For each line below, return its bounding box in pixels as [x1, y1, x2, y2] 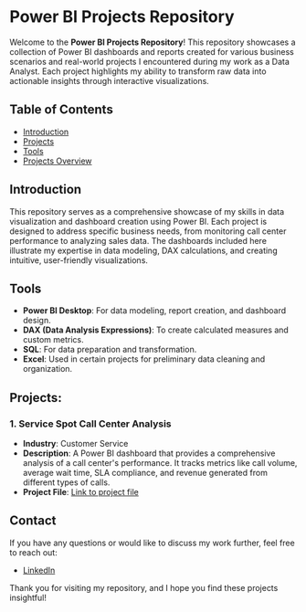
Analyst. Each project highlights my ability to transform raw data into [9, 66, 267, 77]
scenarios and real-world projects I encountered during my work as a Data [9, 56, 290, 67]
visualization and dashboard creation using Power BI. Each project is [9, 216, 268, 227]
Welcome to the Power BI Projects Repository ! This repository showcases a [9, 37, 296, 47]
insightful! [9, 592, 47, 603]
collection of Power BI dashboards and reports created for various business [9, 46, 294, 57]
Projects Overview [22, 155, 93, 166]
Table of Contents [9, 102, 114, 118]
